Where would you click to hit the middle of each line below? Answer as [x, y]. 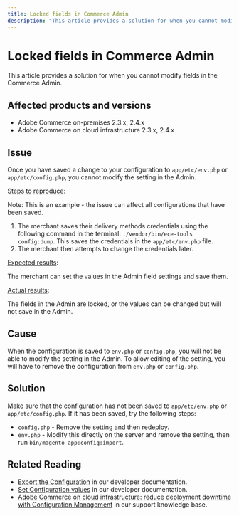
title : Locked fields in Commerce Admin [68, 14]
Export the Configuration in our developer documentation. [102, 482]
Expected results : [33, 263]
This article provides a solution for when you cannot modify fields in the [113, 75]
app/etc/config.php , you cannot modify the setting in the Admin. [102, 177]
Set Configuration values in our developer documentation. [102, 489]
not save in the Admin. [40, 312]
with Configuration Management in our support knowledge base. [112, 504]
